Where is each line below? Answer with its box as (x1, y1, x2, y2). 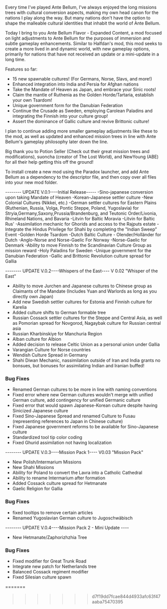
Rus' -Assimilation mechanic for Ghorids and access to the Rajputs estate (5, 221, 156, 227)
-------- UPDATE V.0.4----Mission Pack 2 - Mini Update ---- (5, 524, 130, 530)
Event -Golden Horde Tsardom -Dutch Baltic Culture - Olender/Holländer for (5, 232, 162, 237)
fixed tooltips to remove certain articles (12, 509, 93, 515)
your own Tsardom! (12, 97, 52, 103)
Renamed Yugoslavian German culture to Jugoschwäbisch (12, 515, 133, 521)
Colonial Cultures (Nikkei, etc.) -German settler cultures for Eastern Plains (5, 200, 157, 206)
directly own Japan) (12, 294, 54, 299)
